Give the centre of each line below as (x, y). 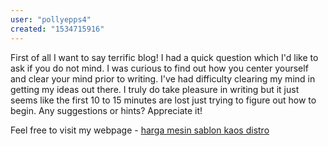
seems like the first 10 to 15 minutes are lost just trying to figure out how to (163, 100)
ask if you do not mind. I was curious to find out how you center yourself (159, 68)
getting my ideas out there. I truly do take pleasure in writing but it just (155, 89)
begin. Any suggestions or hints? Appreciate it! (106, 110)
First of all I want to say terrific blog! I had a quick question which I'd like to (164, 57)
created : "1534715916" (57, 29)
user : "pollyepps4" (51, 19)
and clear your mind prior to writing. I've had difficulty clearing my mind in (163, 78)
